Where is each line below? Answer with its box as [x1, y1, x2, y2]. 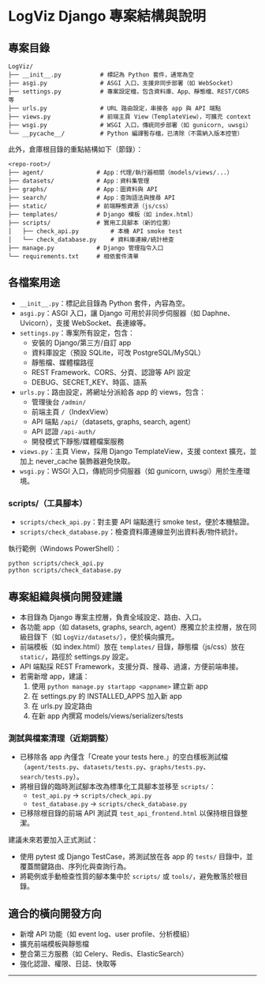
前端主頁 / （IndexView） [31, 407, 113, 416]
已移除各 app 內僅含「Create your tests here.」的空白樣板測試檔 [19, 752, 229, 762]
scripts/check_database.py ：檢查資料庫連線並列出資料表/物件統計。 [19, 527, 242, 537]
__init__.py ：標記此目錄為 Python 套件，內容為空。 [19, 298, 189, 308]
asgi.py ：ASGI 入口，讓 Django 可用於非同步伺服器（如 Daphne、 [19, 308, 235, 317]
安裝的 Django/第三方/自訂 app [31, 337, 132, 347]
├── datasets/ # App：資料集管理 [8, 177, 150, 185]
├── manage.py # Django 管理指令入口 [8, 244, 164, 252]
